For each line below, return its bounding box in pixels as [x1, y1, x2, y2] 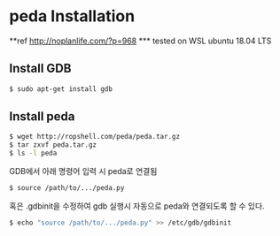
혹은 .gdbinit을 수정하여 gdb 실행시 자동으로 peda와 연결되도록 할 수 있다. [9, 201, 265, 211]
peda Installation [9, 6, 136, 27]
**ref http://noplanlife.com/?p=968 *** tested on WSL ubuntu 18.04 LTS [9, 35, 272, 46]
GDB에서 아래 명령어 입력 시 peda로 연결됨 [9, 166, 158, 177]
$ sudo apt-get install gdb [9, 84, 113, 94]
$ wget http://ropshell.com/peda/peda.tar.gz [9, 133, 180, 141]
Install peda [9, 109, 75, 125]
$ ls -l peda [9, 148, 58, 158]
